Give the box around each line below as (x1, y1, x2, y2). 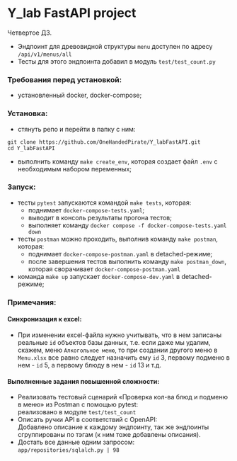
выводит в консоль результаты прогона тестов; (28, 213, 172, 222)
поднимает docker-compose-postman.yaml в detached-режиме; (28, 249, 213, 258)
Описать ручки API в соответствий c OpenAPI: (17, 416, 158, 424)
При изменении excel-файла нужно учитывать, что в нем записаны (17, 331, 221, 339)
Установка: (7, 108, 48, 118)
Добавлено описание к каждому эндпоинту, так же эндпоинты (17, 423, 209, 431)
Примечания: (7, 297, 57, 307)
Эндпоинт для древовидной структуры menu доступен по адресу (17, 42, 213, 50)
